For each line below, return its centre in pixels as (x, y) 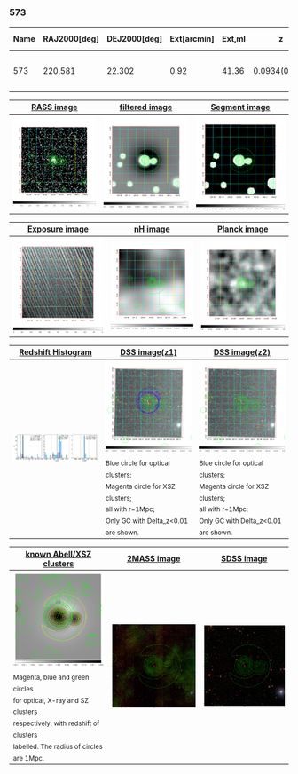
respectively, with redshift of (56, 723)
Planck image (243, 229)
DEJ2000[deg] (134, 39)
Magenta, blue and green (51, 677)
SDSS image (244, 559)
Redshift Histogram (56, 352)
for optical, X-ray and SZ (51, 700)
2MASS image (154, 559)
